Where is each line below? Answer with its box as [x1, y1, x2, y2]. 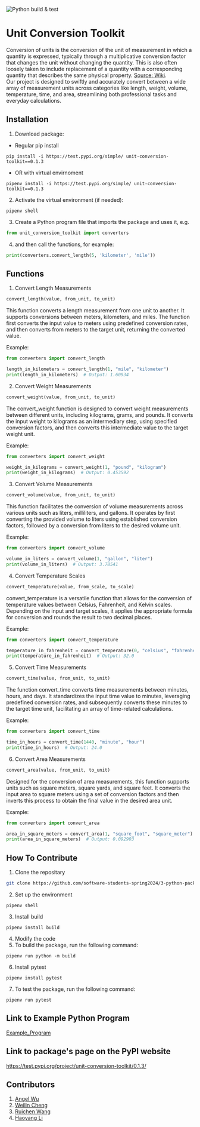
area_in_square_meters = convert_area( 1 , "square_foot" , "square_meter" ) [6, 831, 193, 837]
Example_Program [6, 1029, 51, 1036]
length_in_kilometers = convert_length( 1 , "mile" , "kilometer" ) [6, 366, 169, 373]
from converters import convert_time [6, 729, 100, 735]
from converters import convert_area [6, 820, 100, 826]
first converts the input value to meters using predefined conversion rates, [6, 320, 189, 327]
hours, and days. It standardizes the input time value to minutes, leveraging [6, 693, 190, 700]
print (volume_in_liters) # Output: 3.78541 [6, 561, 118, 567]
